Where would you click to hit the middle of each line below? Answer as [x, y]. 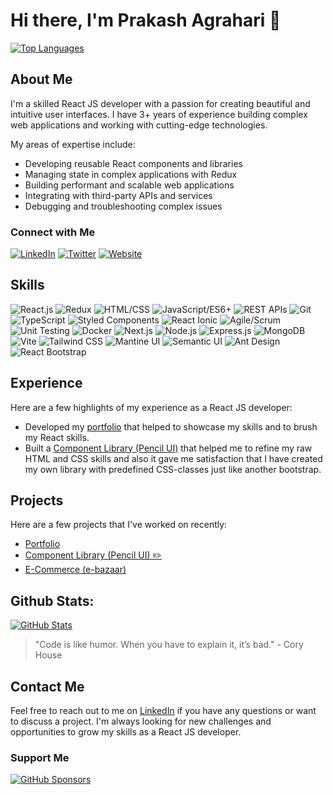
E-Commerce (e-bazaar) [75, 570]
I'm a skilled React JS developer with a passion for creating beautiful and [160, 103]
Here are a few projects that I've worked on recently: [119, 525]
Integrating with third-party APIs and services [118, 195]
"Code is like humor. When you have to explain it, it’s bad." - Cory [169, 645]
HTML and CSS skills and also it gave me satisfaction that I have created [173, 458]
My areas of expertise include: [73, 144]
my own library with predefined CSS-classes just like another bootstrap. [173, 469]
